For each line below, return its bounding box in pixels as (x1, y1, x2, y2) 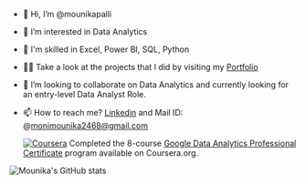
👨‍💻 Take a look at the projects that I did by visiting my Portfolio (22, 62, 259, 72)
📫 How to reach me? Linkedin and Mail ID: (22, 107, 184, 118)
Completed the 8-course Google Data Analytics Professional (69, 138, 297, 148)
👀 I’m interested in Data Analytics (22, 26, 148, 36)
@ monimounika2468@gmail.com (22, 120, 149, 131)
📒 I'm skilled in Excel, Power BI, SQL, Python (22, 44, 190, 55)
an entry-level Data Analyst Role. (22, 89, 146, 99)
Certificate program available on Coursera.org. (22, 148, 199, 158)
